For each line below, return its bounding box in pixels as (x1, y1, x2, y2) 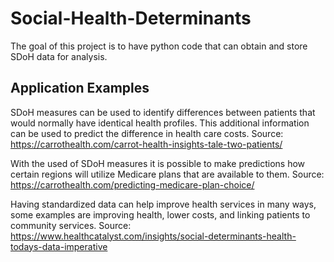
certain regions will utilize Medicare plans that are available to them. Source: (10, 168, 325, 180)
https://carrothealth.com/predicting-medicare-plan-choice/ (10, 178, 255, 191)
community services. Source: (10, 219, 132, 231)
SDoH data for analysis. (10, 50, 108, 62)
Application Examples (10, 80, 150, 97)
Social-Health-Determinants (10, 7, 252, 30)
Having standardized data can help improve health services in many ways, (10, 198, 317, 210)
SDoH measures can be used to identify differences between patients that (10, 106, 316, 118)
